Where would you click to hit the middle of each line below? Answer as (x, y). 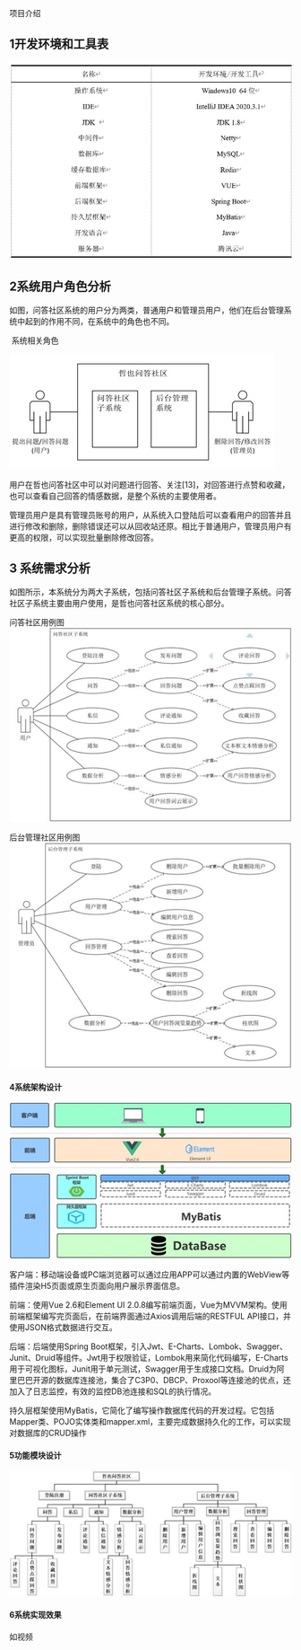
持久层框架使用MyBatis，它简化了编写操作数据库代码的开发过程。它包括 (142, 1411)
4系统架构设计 (36, 1087)
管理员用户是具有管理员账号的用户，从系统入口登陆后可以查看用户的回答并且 (150, 515)
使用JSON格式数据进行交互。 (64, 1328)
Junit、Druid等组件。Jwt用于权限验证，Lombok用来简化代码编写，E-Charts (149, 1358)
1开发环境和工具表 (59, 44)
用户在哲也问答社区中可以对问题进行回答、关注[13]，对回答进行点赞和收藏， (150, 484)
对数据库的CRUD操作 (48, 1433)
